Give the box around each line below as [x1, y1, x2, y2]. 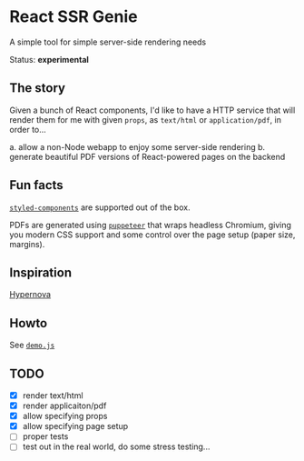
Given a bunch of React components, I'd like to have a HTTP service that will [9, 105, 296, 115]
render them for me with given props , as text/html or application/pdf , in [9, 114, 281, 125]
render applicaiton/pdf [22, 400, 107, 411]
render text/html [22, 390, 83, 401]
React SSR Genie [9, 6, 138, 27]
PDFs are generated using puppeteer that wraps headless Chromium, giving [9, 219, 292, 230]
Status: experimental [9, 54, 89, 65]
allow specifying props [22, 411, 108, 422]
